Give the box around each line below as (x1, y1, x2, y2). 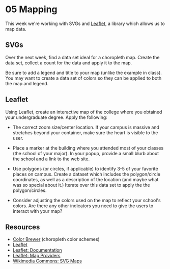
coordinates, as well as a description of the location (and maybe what (12, 176, 159, 182)
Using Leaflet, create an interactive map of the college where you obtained (5, 109, 162, 115)
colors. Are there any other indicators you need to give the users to (12, 203, 154, 209)
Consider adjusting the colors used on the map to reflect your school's (12, 197, 161, 203)
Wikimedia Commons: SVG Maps (12, 258, 82, 264)
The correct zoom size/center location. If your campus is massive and (12, 124, 159, 130)
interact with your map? (12, 208, 63, 214)
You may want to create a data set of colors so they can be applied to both (5, 75, 162, 81)
